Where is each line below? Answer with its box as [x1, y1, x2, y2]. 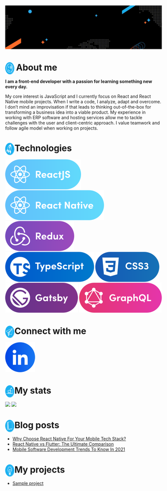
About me [16, 62, 58, 73]
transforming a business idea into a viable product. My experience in [5, 109, 146, 115]
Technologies [14, 143, 72, 154]
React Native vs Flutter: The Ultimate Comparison [12, 441, 114, 447]
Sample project [12, 481, 44, 487]
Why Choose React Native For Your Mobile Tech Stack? [12, 436, 126, 442]
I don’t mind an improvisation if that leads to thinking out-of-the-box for [5, 104, 152, 110]
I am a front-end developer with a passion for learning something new [5, 78, 153, 84]
